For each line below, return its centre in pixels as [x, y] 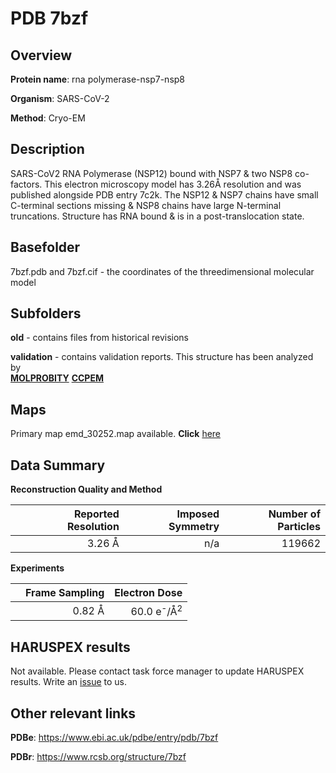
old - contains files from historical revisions [100, 338]
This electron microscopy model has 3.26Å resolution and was [173, 184]
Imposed [198, 514]
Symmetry [194, 527]
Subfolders [46, 313]
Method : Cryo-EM [48, 118]
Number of [294, 514]
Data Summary [58, 465]
